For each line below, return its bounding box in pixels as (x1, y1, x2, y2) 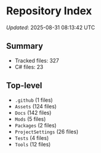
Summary (6, 41, 43, 51)
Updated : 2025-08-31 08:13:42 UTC (6, 24, 95, 31)
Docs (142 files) (14, 109, 52, 116)
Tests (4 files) (14, 134, 49, 141)
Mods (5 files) (14, 115, 46, 123)
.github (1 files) (14, 96, 53, 104)
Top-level (6, 80, 43, 90)
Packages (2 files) (14, 121, 57, 129)
